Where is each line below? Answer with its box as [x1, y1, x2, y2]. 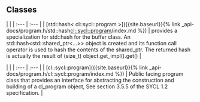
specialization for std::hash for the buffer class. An [6, 33, 131, 41]
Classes [6, 5, 37, 15]
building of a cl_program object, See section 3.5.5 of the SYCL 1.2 [6, 83, 168, 90]
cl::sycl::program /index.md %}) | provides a [70, 27, 178, 34]
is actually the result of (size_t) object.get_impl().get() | [6, 52, 142, 59]
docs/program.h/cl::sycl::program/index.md [6, 70, 114, 77]
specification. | [6, 89, 43, 96]
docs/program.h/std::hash [6, 27, 71, 34]
